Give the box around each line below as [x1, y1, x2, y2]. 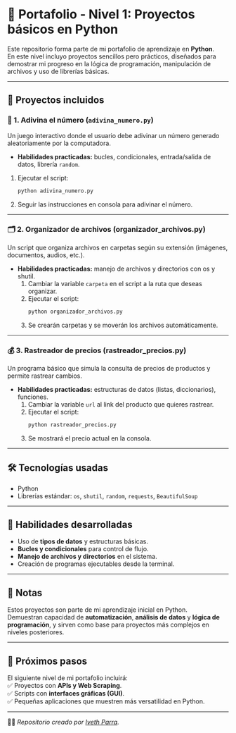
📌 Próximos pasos [7, 655, 88, 667]
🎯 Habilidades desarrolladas [7, 519, 133, 531]
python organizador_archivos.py [27, 308, 123, 315]
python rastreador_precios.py [27, 421, 117, 429]
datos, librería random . [17, 160, 80, 168]
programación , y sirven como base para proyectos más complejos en [7, 620, 209, 629]
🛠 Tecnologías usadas [7, 462, 109, 474]
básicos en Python [7, 21, 118, 37]
